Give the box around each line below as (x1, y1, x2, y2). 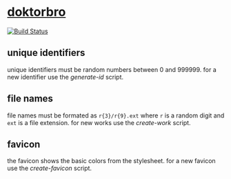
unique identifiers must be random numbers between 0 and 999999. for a (7, 65, 217, 73)
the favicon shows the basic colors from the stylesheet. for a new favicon (7, 157, 216, 165)
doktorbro (7, 4, 66, 20)
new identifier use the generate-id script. (7, 73, 124, 81)
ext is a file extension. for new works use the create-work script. (7, 118, 191, 126)
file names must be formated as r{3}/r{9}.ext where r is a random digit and (7, 111, 225, 120)
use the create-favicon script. (7, 164, 92, 173)
